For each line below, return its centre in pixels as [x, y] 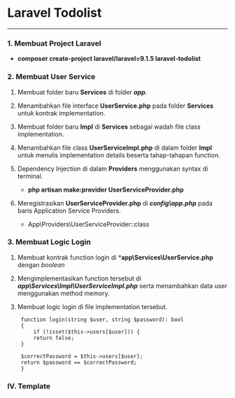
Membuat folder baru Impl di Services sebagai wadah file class [109, 127]
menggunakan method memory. [63, 293]
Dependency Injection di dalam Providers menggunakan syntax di [113, 169]
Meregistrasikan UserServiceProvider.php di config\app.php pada [115, 203]
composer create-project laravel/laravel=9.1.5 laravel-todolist [109, 59]
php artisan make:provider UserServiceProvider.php [106, 190]
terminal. [30, 176]
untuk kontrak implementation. [61, 113]
